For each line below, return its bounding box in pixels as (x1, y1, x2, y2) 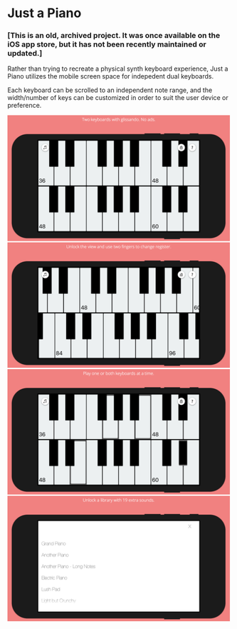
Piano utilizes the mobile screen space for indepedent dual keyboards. (7, 72, 214, 81)
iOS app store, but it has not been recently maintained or (7, 39, 206, 49)
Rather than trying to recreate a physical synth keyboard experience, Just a (7, 64, 228, 73)
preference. (7, 101, 42, 110)
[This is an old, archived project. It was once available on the (7, 31, 221, 41)
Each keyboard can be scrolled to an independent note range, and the (7, 86, 213, 94)
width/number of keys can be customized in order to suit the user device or (7, 94, 229, 102)
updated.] (7, 49, 43, 59)
